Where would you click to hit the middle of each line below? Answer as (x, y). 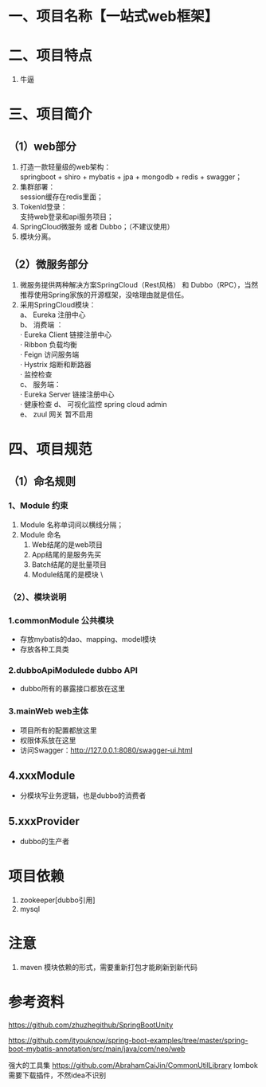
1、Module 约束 (38, 506)
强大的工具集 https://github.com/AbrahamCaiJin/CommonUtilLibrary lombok (133, 1065)
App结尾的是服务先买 (66, 554)
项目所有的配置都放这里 (58, 730)
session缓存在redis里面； (61, 197)
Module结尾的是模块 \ (67, 574)
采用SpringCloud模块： (58, 304)
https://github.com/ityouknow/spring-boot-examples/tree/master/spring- (128, 1041)
